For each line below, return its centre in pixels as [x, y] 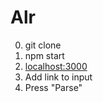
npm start [44, 55]
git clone [43, 45]
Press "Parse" [53, 87]
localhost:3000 [56, 66]
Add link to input [58, 77]
